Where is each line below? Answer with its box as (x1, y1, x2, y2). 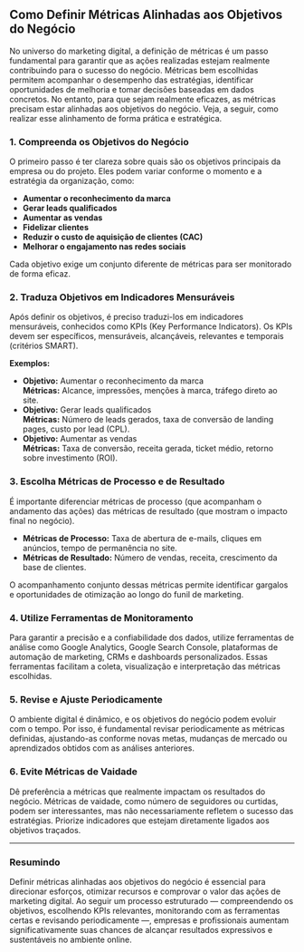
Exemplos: (9, 358, 51, 369)
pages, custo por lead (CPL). (22, 423, 130, 434)
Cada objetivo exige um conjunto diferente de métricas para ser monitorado (9, 258, 292, 270)
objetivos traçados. (9, 824, 81, 835)
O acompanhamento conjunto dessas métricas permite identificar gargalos (9, 579, 289, 590)
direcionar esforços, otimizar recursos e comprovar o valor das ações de (9, 886, 281, 897)
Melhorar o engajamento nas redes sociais (22, 241, 186, 252)
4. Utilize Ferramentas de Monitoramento (9, 611, 194, 624)
